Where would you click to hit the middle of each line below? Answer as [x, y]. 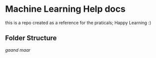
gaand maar [18, 50]
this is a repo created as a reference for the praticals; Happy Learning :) [78, 23]
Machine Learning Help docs [65, 9]
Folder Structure [31, 38]
